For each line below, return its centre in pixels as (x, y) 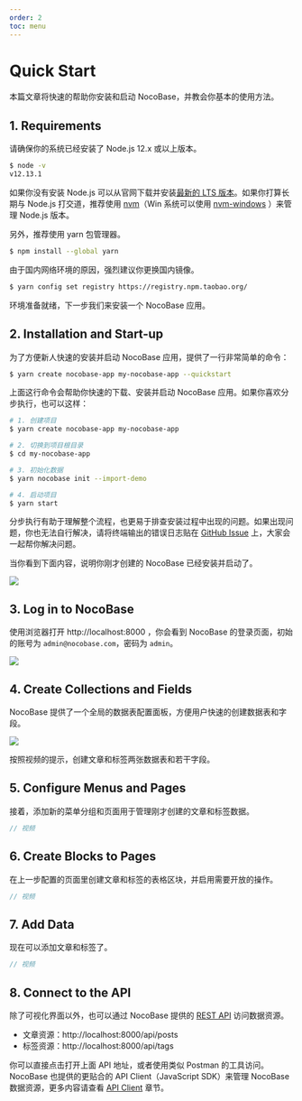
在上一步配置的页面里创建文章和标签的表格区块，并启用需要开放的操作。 (143, 879)
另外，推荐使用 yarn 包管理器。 (68, 234)
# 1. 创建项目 (33, 421)
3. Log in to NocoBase (72, 609)
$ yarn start (34, 503)
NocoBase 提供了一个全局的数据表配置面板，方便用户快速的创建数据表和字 (148, 712)
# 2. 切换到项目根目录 (46, 446)
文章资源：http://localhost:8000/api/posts (100, 1034)
